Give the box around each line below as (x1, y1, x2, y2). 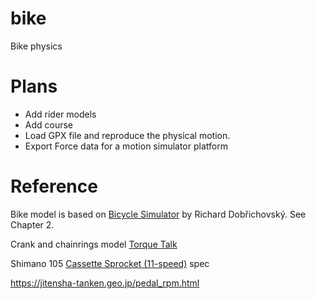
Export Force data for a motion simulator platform (24, 140, 228, 152)
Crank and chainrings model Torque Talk (10, 238, 178, 250)
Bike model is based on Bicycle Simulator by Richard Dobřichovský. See (10, 208, 307, 220)
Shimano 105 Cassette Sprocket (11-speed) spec (10, 257, 210, 269)
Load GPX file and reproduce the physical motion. (24, 129, 231, 141)
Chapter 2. (10, 218, 55, 231)
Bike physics (10, 40, 63, 52)
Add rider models (24, 108, 97, 120)
